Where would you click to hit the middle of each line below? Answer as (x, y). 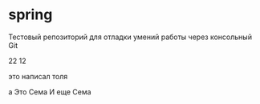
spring (30, 15)
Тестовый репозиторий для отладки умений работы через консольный (130, 37)
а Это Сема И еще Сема (50, 92)
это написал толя (38, 76)
